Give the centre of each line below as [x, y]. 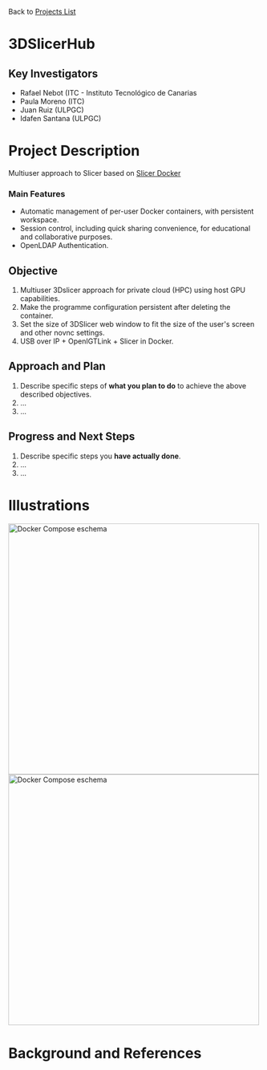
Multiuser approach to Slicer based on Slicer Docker [95, 173]
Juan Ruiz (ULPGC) [52, 110]
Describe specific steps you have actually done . [100, 456]
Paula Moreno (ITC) [52, 101]
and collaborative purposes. [66, 237]
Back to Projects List [42, 12]
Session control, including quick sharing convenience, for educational [135, 229]
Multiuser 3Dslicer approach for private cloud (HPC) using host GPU [133, 290]
